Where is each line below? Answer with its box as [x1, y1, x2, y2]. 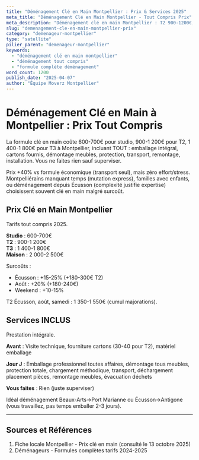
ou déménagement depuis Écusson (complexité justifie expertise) [6, 181, 166, 188]
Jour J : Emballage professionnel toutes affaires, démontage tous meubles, [6, 360, 190, 367]
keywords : [6, 47, 31, 53]
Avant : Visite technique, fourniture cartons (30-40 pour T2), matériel [6, 342, 176, 350]
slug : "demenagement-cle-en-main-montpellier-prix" [6, 25, 136, 31]
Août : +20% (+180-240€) [14, 280, 79, 287]
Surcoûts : [6, 262, 31, 269]
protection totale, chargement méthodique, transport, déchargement [6, 366, 174, 374]
